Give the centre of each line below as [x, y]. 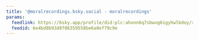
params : [16, 17]
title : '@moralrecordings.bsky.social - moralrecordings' [79, 11]
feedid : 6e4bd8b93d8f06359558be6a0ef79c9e [65, 28]
